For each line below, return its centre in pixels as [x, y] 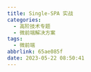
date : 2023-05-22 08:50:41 [46, 58]
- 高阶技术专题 [32, 26]
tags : [15, 39]
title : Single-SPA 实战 [40, 13]
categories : [24, 20]
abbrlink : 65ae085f [35, 52]
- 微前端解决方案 [34, 33]
